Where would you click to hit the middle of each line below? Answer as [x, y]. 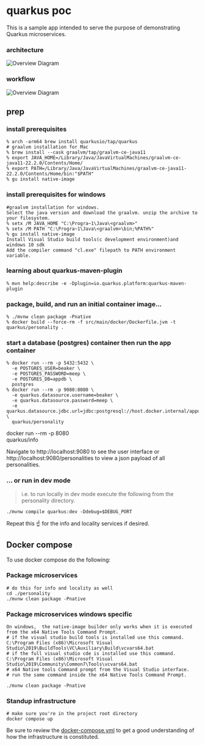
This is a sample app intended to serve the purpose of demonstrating [93, 28]
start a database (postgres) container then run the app [89, 343]
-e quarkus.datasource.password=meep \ [63, 401]
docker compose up [30, 719]
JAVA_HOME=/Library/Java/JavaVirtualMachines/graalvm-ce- [106, 158]
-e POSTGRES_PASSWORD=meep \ [49, 374]
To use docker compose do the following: [59, 560]
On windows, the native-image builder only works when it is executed [99, 627]
